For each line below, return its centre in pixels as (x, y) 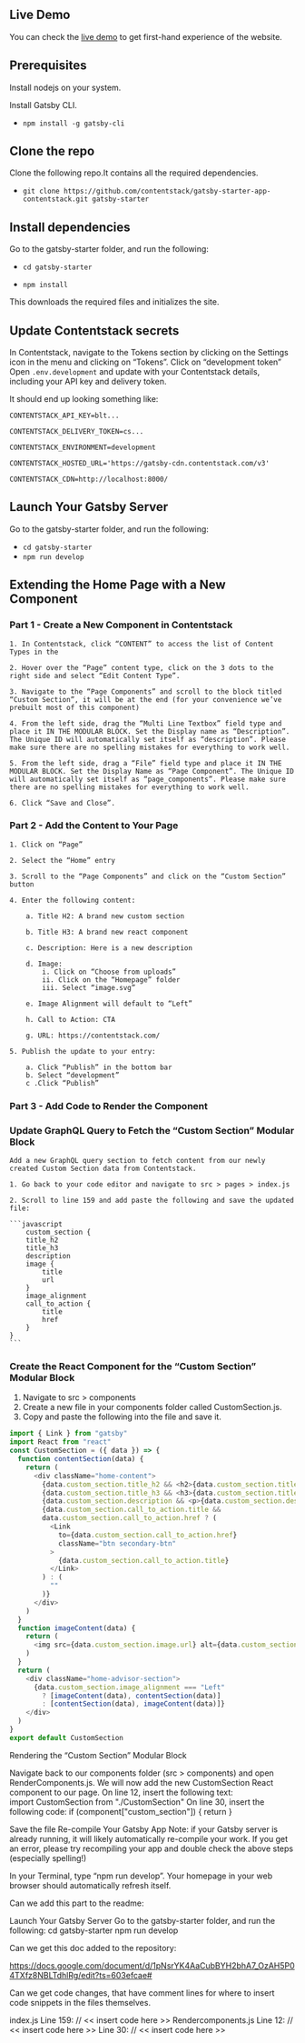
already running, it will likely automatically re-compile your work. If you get (149, 1838)
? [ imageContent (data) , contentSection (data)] (132, 1696)
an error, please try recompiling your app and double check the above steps (151, 1848)
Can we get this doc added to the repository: (93, 1948)
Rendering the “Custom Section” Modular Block (98, 1755)
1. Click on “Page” (46, 845)
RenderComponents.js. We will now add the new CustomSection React (142, 1782)
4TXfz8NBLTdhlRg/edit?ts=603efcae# (81, 1975)
